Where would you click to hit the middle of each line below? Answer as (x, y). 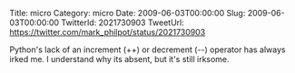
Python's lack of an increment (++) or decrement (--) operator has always (147, 50)
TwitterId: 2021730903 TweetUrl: (123, 23)
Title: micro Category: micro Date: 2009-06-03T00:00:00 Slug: (128, 13)
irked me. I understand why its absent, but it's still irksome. (119, 59)
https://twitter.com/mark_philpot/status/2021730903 (108, 32)
